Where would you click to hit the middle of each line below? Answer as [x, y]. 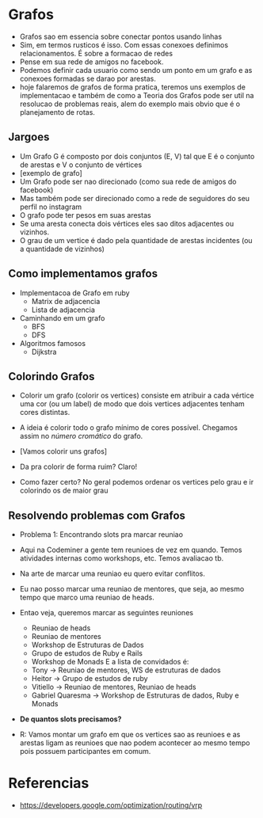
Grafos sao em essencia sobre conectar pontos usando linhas [121, 36]
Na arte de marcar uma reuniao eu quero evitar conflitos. [112, 574]
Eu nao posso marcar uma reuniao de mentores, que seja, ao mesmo [132, 589]
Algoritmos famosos [52, 343]
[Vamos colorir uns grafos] [63, 451]
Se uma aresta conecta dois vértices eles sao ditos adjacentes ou [127, 223]
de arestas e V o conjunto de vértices [81, 165]
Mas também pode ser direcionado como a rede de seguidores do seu [135, 198]
